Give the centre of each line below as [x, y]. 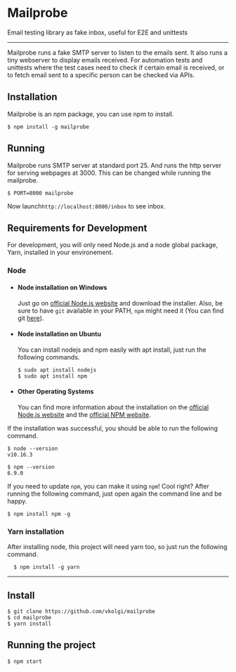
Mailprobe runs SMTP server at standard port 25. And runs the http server [114, 165]
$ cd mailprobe [29, 618]
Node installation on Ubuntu [59, 334]
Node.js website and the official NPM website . [84, 414]
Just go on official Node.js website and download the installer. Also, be [120, 303]
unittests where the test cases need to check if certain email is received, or [116, 67]
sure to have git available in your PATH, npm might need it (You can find [120, 310]
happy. [17, 501]
